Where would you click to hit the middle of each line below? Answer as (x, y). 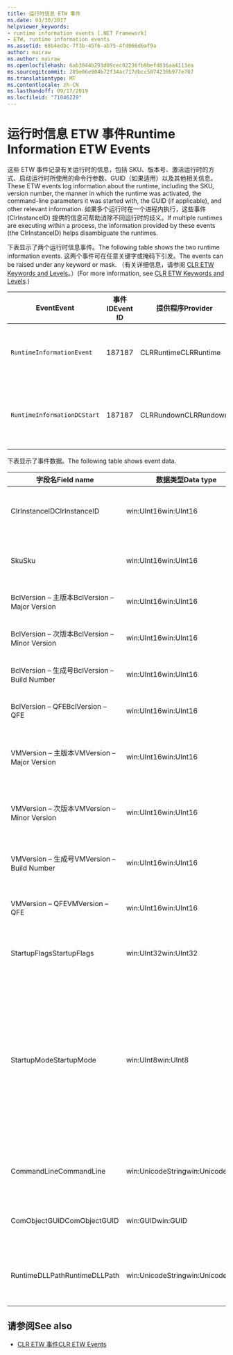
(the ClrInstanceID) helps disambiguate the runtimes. (83, 233)
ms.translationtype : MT (42, 78)
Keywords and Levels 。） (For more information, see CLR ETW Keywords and (116, 273)
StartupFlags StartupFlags (52, 953)
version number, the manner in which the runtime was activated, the (104, 193)
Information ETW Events (79, 149)
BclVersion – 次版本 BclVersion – (62, 634)
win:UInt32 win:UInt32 (162, 953)
